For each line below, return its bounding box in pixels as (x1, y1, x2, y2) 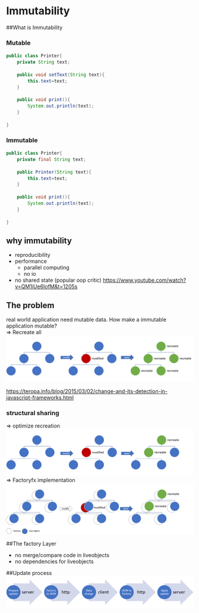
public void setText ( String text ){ (17, 71, 105, 78)
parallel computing (23, 264, 70, 271)
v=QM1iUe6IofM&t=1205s (14, 283, 78, 290)
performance (14, 257, 48, 265)
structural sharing (6, 409, 59, 417)
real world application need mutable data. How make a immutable (6, 316, 167, 323)
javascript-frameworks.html (6, 394, 74, 401)
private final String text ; (17, 156, 86, 162)
